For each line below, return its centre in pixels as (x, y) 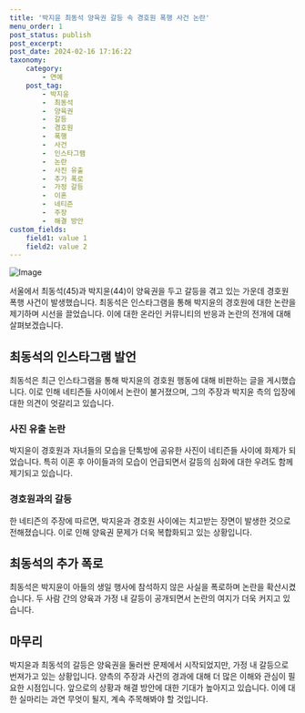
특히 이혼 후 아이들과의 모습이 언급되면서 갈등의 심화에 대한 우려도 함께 (168, 462)
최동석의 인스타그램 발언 (73, 356)
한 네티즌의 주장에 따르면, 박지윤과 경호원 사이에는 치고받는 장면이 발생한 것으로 (150, 521)
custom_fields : (38, 229)
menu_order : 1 (36, 26)
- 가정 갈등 (63, 188)
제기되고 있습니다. (41, 474)
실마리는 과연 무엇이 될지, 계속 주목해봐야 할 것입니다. (113, 699)
